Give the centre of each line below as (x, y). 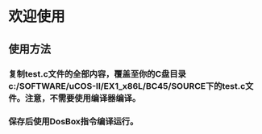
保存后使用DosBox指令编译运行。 (73, 122)
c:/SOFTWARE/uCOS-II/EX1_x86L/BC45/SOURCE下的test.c (127, 86)
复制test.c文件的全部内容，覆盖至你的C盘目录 (98, 73)
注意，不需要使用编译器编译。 (83, 98)
